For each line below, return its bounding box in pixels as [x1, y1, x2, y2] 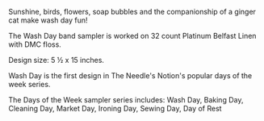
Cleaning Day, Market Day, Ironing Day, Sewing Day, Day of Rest [8, 104, 222, 113]
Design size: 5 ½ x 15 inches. [8, 56, 105, 65]
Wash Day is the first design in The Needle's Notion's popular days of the [8, 71, 253, 80]
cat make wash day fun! [8, 15, 88, 25]
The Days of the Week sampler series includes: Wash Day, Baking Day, [8, 95, 244, 104]
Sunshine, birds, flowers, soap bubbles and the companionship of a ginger [8, 7, 257, 16]
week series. [8, 80, 51, 89]
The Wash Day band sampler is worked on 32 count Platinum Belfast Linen [8, 31, 257, 40]
